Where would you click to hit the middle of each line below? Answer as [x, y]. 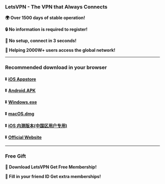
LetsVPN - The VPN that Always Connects [56, 7]
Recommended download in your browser [56, 68]
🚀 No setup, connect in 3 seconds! [41, 41]
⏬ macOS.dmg [20, 114]
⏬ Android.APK [20, 91]
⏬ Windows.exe [21, 102]
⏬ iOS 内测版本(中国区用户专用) [36, 126]
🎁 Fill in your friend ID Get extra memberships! [53, 176]
